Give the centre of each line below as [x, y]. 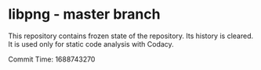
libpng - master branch [84, 14]
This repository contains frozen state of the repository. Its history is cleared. [130, 36]
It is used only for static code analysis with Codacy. [91, 44]
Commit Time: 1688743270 [52, 59]
